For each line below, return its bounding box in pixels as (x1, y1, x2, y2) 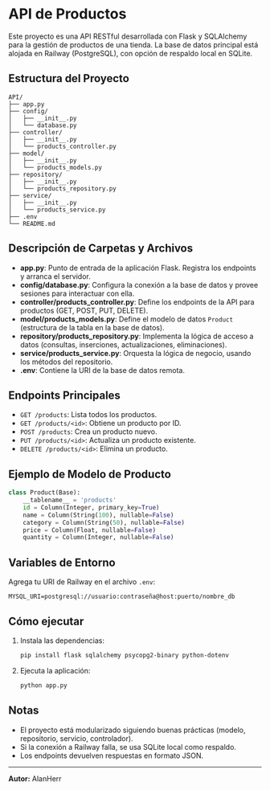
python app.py (19, 681, 67, 690)
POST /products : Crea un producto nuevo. (19, 427, 157, 436)
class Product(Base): (8, 489, 81, 497)
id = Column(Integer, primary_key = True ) (22, 503, 160, 511)
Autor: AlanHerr (8, 773, 62, 784)
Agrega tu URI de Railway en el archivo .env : (8, 577, 155, 587)
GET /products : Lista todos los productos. (19, 410, 157, 420)
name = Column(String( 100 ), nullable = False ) (22, 511, 174, 519)
